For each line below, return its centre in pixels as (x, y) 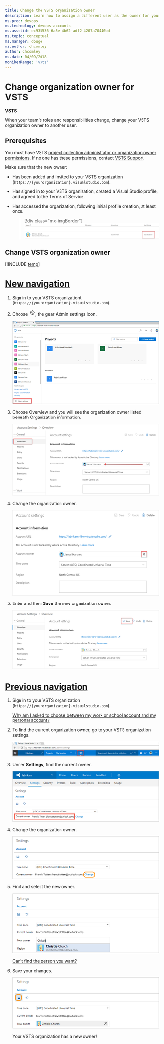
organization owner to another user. (41, 125)
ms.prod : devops (21, 21)
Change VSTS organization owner (58, 252)
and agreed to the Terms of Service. (49, 197)
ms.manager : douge (24, 42)
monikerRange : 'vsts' (27, 62)
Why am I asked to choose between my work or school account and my (84, 715)
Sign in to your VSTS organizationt (47, 297)
